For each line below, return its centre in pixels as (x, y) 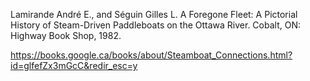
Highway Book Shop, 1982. (66, 35)
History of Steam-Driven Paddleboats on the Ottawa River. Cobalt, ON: (155, 25)
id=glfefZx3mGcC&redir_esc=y (74, 65)
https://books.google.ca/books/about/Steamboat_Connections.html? (151, 55)
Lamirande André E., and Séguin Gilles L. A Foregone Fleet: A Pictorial (154, 14)
